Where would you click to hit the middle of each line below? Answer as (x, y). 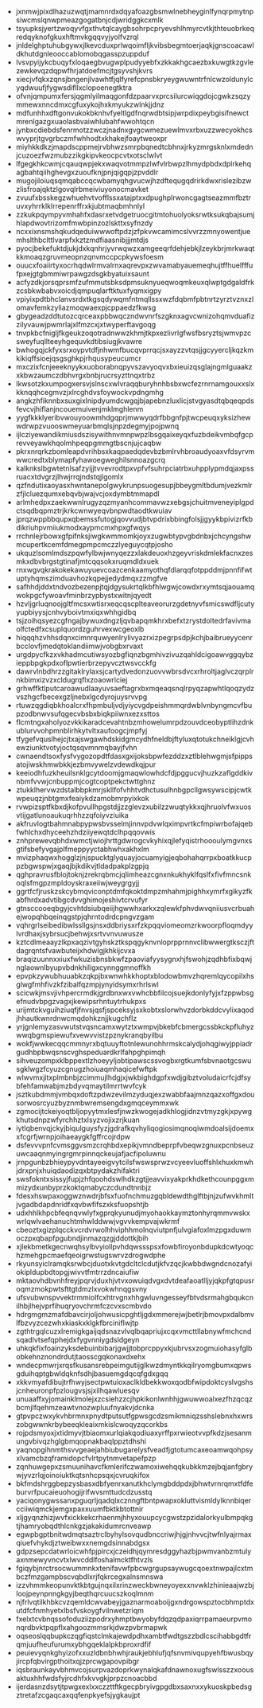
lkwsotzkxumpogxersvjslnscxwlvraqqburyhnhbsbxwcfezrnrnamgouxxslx (135, 384)
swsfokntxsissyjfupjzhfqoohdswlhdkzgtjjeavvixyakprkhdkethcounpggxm (135, 1179)
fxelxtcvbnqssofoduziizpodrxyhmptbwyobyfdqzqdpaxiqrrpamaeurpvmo (134, 1619)
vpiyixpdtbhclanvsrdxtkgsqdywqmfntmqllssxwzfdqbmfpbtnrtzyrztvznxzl (135, 299)
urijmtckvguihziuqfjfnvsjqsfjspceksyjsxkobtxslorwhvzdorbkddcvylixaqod (135, 1010)
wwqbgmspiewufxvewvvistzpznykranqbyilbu (89, 1035)
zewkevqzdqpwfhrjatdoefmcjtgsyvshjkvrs (84, 70)
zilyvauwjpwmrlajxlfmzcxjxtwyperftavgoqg (86, 324)
